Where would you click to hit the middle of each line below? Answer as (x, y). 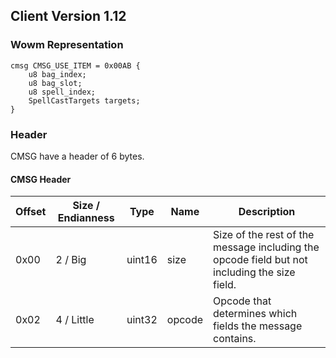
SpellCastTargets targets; (84, 100)
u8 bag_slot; (55, 83)
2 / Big (71, 260)
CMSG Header (41, 179)
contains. (235, 339)
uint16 (142, 260)
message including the (266, 247)
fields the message (258, 326)
